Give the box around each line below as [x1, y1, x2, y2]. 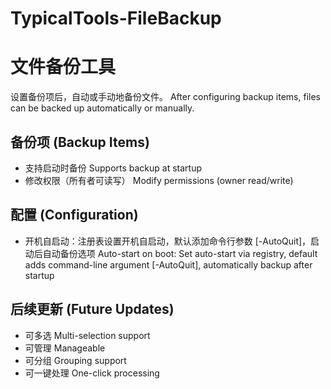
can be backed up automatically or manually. [10, 102, 195, 114]
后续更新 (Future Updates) [10, 301, 175, 318]
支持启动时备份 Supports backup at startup [24, 162, 203, 174]
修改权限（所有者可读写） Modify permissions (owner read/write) [24, 174, 294, 186]
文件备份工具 [10, 56, 117, 79]
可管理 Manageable [24, 342, 106, 354]
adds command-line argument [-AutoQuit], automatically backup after [24, 258, 313, 271]
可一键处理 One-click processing [24, 367, 160, 379]
